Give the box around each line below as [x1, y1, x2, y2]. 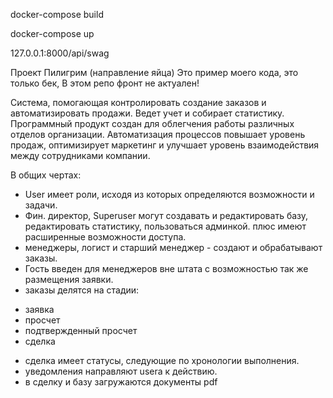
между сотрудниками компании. [10, 150, 151, 161]
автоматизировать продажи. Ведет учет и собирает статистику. [10, 107, 285, 119]
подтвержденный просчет [24, 325, 138, 336]
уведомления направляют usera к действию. [24, 365, 218, 377]
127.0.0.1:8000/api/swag [10, 47, 110, 59]
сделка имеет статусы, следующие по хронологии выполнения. [24, 355, 300, 366]
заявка [24, 304, 55, 315]
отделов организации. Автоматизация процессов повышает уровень [10, 129, 306, 140]
